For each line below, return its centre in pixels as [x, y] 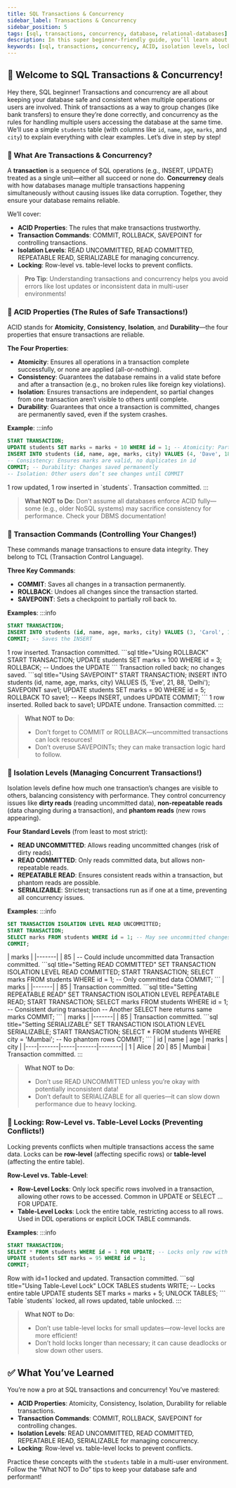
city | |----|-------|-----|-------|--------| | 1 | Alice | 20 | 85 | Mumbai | [109, 1047]
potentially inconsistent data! [77, 1089]
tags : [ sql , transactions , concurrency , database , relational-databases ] [118, 33]
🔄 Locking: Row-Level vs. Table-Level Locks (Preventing [105, 1123]
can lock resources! [64, 739]
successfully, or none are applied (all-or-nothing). [89, 370]
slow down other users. [69, 1351]
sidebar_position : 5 [38, 27]
